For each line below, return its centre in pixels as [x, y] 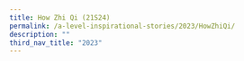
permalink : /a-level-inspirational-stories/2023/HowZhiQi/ [122, 26]
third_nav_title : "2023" [56, 43]
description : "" [40, 34]
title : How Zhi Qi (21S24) [60, 17]
